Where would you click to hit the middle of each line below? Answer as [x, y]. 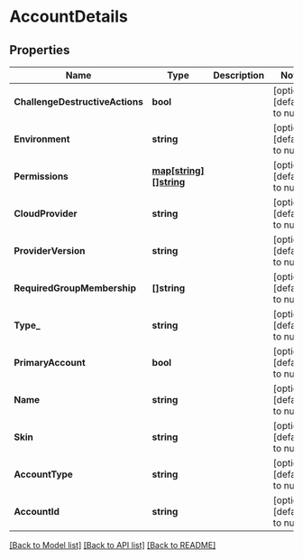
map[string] [178, 171]
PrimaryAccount [50, 363]
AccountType [44, 474]
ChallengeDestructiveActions [79, 102]
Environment [42, 139]
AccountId [37, 512]
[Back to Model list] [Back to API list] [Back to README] [113, 545]
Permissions [41, 176]
